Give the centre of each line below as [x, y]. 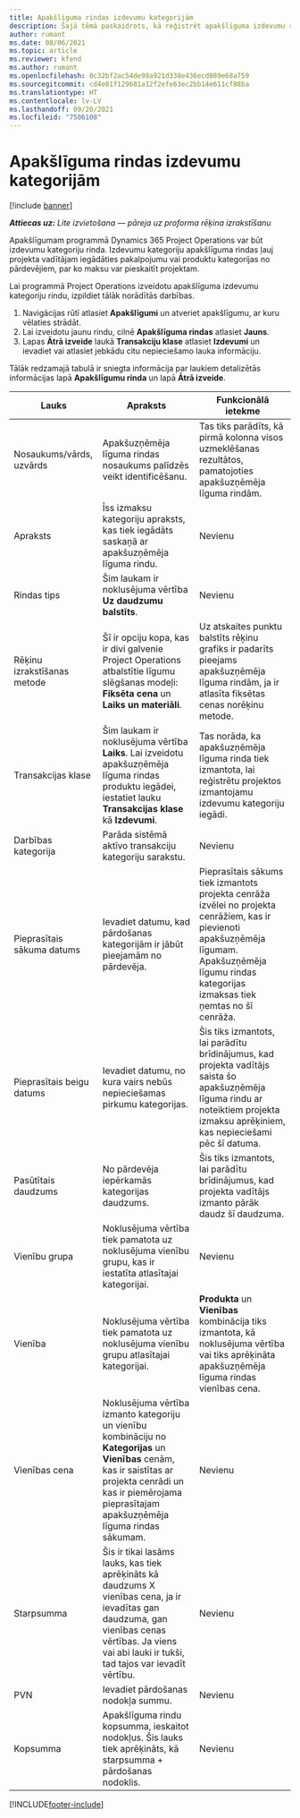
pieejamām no [132, 956]
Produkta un [226, 1299]
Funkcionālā [243, 400]
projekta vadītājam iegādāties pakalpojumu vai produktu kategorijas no [140, 260]
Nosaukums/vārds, [54, 455]
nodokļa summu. [137, 1701]
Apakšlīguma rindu [142, 1715]
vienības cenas [134, 1630]
